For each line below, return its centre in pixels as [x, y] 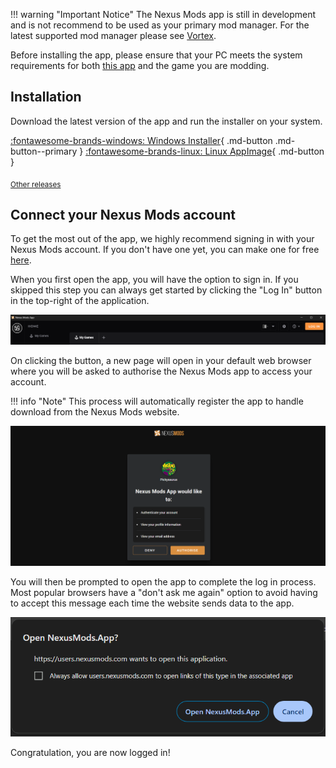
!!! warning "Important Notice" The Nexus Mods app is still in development [163, 14]
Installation [46, 97]
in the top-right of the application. [80, 301]
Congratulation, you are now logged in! [90, 752]
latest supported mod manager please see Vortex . [113, 35]
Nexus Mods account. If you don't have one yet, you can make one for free [165, 250]
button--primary [44, 151]
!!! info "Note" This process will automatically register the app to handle [157, 401]
